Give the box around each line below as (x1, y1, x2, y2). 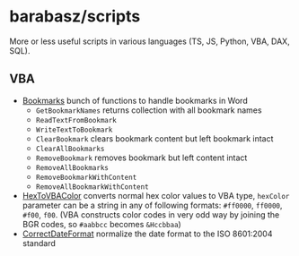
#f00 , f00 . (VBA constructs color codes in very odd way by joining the (22, 209, 280, 220)
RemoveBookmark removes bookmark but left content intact (35, 152, 248, 163)
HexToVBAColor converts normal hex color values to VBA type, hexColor (22, 190, 290, 201)
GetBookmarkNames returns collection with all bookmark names (35, 105, 262, 115)
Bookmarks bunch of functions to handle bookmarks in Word (22, 95, 249, 106)
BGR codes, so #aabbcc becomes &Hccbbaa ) (22, 218, 181, 229)
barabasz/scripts (9, 6, 141, 27)
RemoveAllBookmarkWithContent (35, 182, 150, 192)
